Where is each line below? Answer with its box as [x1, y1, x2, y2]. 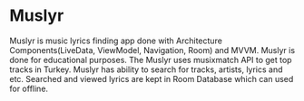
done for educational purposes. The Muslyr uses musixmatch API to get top [9, 54, 292, 65]
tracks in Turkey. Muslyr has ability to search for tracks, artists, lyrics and [9, 64, 283, 75]
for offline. [9, 83, 48, 94]
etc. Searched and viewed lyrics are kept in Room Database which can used [9, 73, 294, 84]
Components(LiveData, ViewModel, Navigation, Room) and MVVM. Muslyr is [9, 44, 296, 55]
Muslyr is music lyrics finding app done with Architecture [9, 35, 222, 46]
